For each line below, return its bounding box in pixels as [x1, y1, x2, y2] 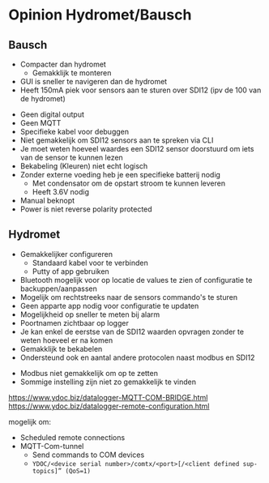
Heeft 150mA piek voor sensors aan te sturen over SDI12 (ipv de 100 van [19, 85, 262, 95]
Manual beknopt [19, 196, 75, 205]
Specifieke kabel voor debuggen [19, 127, 130, 136]
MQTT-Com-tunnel [19, 441, 84, 451]
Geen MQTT [19, 118, 62, 127]
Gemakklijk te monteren [32, 68, 112, 78]
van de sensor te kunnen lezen [19, 152, 123, 162]
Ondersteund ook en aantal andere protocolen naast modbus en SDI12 [19, 353, 255, 362]
